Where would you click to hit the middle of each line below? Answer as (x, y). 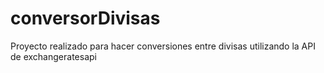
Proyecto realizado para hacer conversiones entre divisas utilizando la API (163, 46)
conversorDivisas (85, 18)
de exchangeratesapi (53, 56)
